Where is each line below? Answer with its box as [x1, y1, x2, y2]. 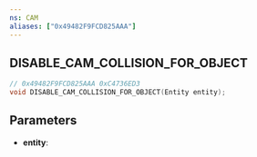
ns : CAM [9, 13, 39, 23]
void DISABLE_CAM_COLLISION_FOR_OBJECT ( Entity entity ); [9, 88, 226, 97]
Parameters [9, 113, 77, 128]
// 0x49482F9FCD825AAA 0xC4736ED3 [9, 79, 141, 89]
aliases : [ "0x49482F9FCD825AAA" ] [9, 22, 137, 31]
